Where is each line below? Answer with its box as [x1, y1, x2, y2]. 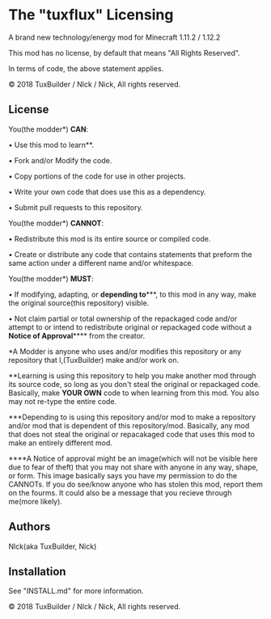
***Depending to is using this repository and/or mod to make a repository [8, 412, 256, 422]
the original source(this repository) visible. [8, 297, 150, 308]
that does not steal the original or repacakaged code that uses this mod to [8, 429, 255, 439]
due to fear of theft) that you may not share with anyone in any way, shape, [8, 462, 259, 472]
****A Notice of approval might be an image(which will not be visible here [8, 453, 258, 463]
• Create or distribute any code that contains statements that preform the [8, 249, 252, 259]
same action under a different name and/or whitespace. [8, 258, 194, 267]
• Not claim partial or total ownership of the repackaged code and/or [8, 314, 238, 323]
